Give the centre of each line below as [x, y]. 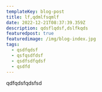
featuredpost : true [30, 34]
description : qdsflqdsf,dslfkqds [47, 28]
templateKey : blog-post [35, 11]
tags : [13, 45]
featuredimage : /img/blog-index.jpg [51, 39]
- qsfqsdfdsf [27, 55]
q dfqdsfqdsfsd [24, 83]
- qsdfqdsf [25, 50]
